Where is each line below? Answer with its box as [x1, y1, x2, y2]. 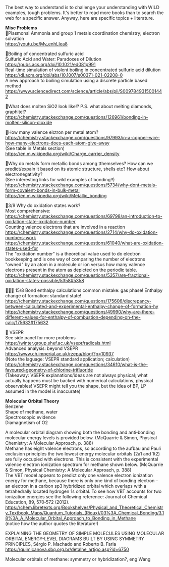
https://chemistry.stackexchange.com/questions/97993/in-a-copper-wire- [5, 135, 160, 140]
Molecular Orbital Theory [5, 398, 60, 404]
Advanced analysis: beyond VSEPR [5, 345, 78, 351]
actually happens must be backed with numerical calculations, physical [5, 378, 153, 383]
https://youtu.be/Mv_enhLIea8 [5, 41, 68, 47]
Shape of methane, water [5, 409, 58, 415]
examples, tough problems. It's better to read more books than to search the [5, 10, 164, 16]
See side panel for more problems [5, 335, 76, 340]
